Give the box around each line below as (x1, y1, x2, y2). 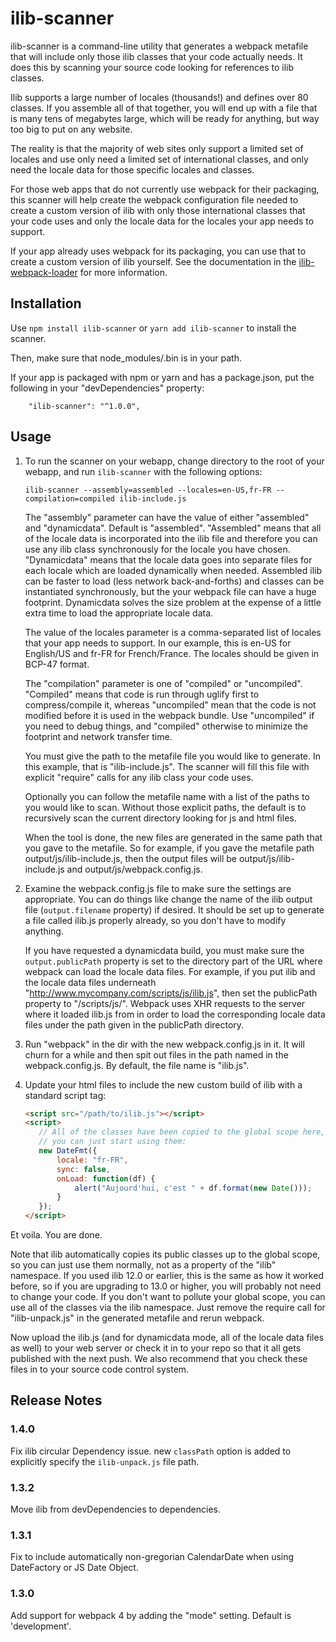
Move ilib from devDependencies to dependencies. (10, 1503, 222, 1516)
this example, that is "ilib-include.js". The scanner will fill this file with (24, 760, 310, 772)
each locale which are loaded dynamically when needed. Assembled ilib (24, 564, 322, 576)
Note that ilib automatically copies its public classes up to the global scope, (10, 1248, 321, 1261)
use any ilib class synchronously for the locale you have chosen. (24, 543, 291, 555)
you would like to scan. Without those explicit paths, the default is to (24, 801, 307, 813)
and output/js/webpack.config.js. (66, 863, 203, 875)
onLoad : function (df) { (56, 1173, 156, 1184)
